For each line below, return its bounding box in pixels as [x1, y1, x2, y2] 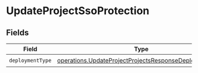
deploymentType [9, 57, 52, 64]
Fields [6, 28, 29, 38]
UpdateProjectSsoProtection [6, 4, 150, 18]
